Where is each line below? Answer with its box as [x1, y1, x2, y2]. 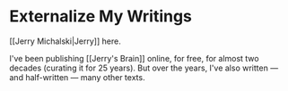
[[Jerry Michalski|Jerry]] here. [9, 36, 121, 46]
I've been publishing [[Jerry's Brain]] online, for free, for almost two [9, 53, 259, 63]
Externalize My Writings [9, 6, 193, 27]
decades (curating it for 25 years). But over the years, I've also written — [9, 62, 279, 73]
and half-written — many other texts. [9, 71, 145, 82]
